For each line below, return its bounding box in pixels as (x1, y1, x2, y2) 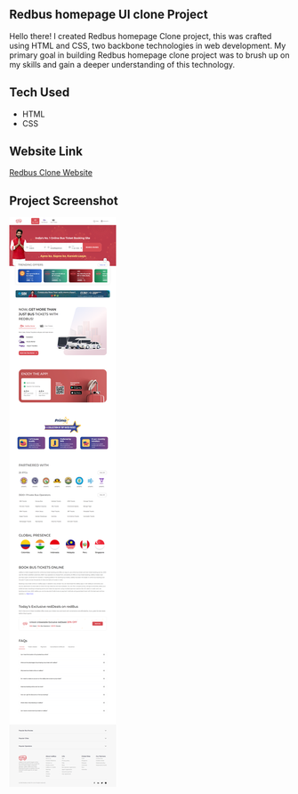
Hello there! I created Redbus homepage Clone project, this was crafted (9, 30, 272, 41)
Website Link (9, 144, 83, 159)
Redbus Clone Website (9, 167, 93, 178)
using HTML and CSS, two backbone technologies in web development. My (9, 40, 286, 51)
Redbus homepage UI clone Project (9, 7, 208, 22)
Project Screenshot (9, 193, 118, 208)
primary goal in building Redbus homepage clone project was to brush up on (9, 49, 290, 61)
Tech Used (9, 85, 70, 101)
